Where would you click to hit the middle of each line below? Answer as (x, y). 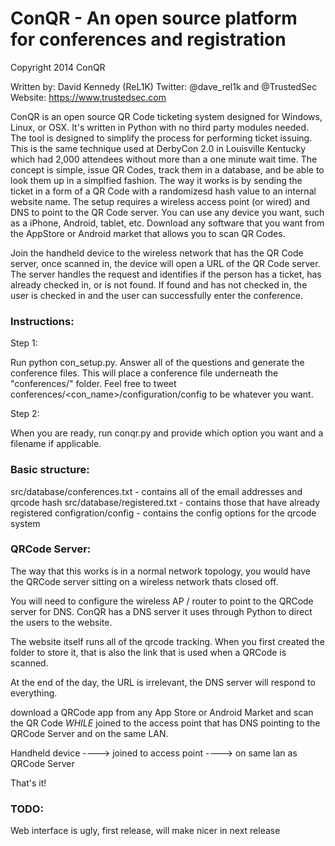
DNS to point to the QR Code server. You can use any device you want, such (167, 212)
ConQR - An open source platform (154, 18)
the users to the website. (61, 622)
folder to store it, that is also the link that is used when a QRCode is (148, 652)
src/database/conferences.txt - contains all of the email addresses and (156, 491)
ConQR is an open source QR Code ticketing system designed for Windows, (166, 116)
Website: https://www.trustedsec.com (88, 97)
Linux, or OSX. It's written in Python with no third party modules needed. (160, 127)
